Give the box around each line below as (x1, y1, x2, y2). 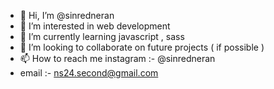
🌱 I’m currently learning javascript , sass (19, 31, 185, 42)
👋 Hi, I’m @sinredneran (19, 10, 115, 21)
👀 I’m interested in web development (19, 20, 171, 32)
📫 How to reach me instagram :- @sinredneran (19, 53, 216, 64)
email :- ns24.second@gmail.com (19, 67, 159, 79)
